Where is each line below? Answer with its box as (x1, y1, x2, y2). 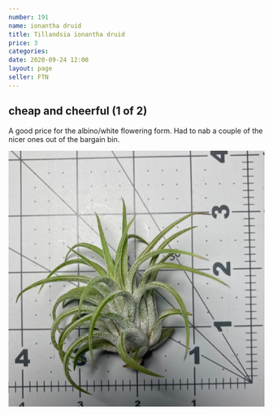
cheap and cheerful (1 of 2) (8, 104, 148, 118)
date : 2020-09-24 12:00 (8, 56, 89, 64)
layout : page (8, 65, 53, 73)
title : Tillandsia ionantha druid (8, 30, 126, 38)
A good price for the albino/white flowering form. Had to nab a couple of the (8, 126, 263, 136)
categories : (8, 47, 49, 56)
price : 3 (8, 39, 38, 47)
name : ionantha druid (8, 21, 82, 30)
